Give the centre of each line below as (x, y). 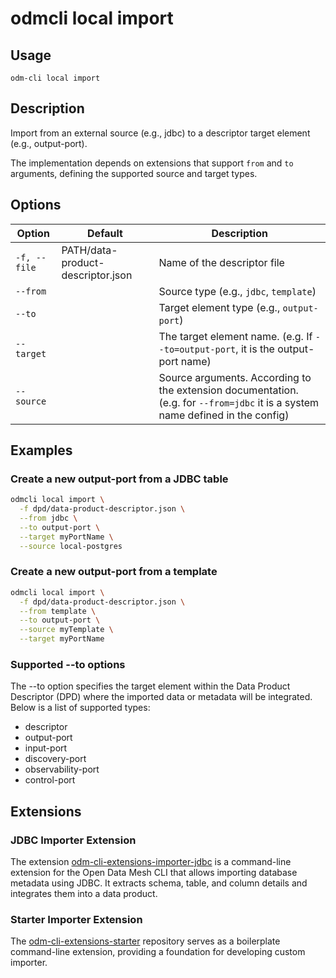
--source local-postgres (71, 546)
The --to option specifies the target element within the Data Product (150, 686)
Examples (41, 450)
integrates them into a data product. (84, 894)
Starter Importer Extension (76, 920)
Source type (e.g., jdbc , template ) (237, 291)
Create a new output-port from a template (114, 572)
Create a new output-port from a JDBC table (119, 479)
